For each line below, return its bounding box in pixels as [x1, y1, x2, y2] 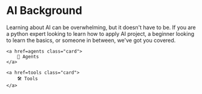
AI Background [6, 4, 83, 18]
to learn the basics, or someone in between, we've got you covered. [6, 36, 176, 44]
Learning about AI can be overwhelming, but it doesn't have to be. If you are [6, 24, 196, 31]
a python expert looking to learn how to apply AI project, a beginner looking [6, 30, 195, 37]
